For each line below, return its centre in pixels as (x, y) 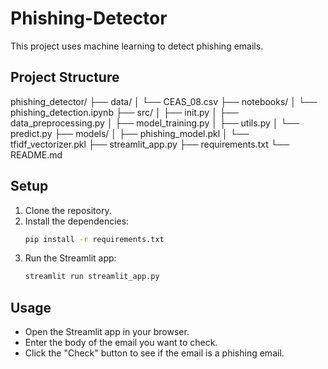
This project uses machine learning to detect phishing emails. (137, 46)
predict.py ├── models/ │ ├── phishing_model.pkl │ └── (130, 133)
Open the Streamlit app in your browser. (107, 332)
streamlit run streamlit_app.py (92, 277)
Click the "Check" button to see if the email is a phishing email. (154, 353)
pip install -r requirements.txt (94, 239)
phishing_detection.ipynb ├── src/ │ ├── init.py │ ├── (124, 112)
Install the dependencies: (77, 221)
